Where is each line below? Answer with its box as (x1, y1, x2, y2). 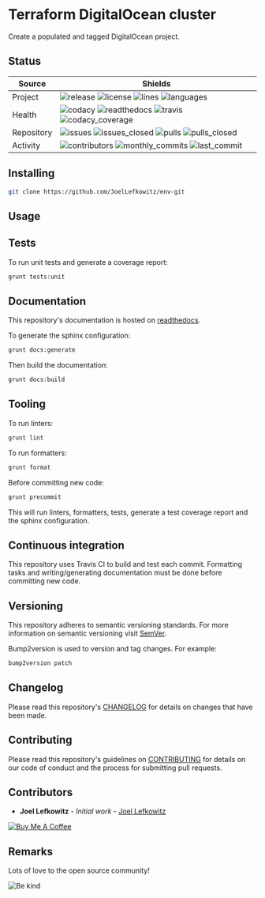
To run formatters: (8, 448, 67, 458)
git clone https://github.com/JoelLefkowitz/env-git (8, 187, 185, 195)
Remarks (8, 844, 54, 858)
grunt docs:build (8, 375, 65, 384)
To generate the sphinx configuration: (8, 330, 131, 341)
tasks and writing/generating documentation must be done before (8, 568, 222, 578)
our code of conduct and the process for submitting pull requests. (8, 763, 222, 772)
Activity (12, 140, 41, 151)
